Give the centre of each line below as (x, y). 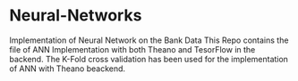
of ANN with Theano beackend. (68, 69)
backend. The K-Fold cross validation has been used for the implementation (149, 59)
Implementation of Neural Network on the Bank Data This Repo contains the (149, 40)
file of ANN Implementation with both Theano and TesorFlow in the (132, 49)
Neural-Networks (76, 16)
